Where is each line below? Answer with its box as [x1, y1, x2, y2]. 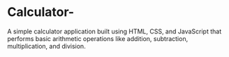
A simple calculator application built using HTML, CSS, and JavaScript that [7, 27, 222, 35]
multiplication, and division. [7, 42, 86, 50]
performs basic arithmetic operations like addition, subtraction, [7, 34, 189, 42]
